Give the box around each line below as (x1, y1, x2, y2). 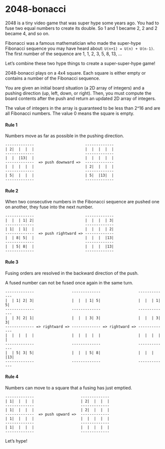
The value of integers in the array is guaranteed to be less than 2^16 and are (5, 105, 161, 111)
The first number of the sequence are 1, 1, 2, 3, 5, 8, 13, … (5, 51, 122, 57)
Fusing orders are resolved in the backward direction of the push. (5, 270, 139, 276)
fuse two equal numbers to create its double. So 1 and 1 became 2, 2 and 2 (5, 25, 158, 31)
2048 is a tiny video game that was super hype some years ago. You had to (5, 20, 160, 26)
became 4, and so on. (5, 30, 50, 36)
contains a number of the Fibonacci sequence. (5, 75, 101, 81)
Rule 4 (5, 374, 19, 380)
